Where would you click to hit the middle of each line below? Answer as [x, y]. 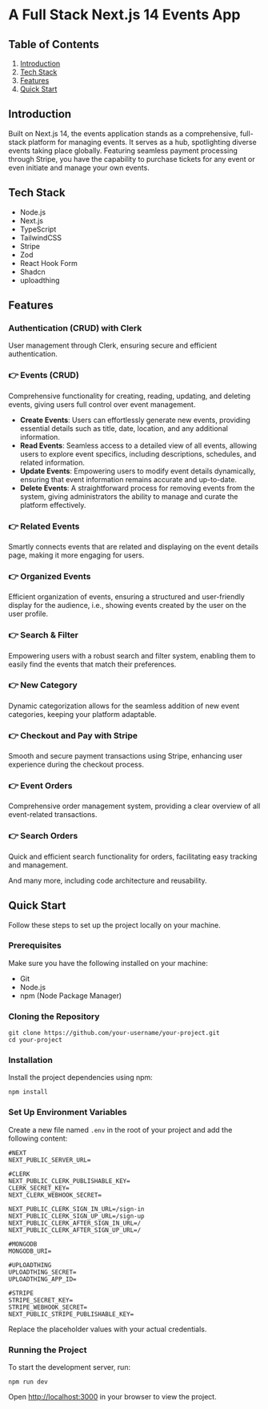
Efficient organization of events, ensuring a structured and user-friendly [127, 597]
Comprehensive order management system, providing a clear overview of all [134, 806]
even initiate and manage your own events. [79, 167]
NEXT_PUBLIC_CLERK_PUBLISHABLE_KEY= [69, 1181]
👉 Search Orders [43, 836]
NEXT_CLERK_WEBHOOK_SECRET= [55, 1195]
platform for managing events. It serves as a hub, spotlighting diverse [142, 142]
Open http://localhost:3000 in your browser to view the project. [113, 1396]
